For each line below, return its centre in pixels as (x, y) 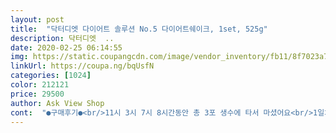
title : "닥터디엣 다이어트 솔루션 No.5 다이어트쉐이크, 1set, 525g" (139, 29)
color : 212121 (40, 85)
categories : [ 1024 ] (51, 76)
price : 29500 (37, 94)
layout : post (37, 19)
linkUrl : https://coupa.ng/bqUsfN (82, 66)
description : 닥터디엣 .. (62, 38)
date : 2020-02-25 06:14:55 (66, 47)
